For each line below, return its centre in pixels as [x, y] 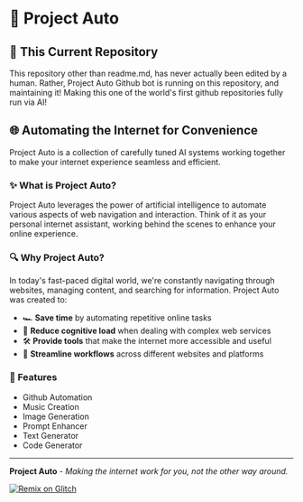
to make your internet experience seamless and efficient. [115, 162]
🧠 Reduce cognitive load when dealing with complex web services [147, 331]
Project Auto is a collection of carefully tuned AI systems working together [147, 152]
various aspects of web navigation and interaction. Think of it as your [138, 215]
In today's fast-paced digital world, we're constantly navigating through [142, 281]
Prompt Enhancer [55, 426]
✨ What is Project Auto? [63, 185]
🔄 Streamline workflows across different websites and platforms [143, 354]
